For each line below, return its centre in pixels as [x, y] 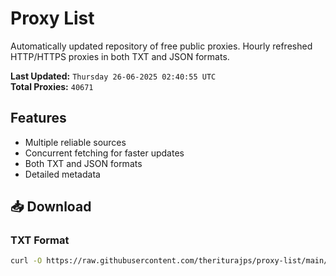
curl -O [26, 261]
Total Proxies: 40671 [52, 86]
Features [38, 118]
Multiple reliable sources [75, 142]
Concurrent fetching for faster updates [104, 153]
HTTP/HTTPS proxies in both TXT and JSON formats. [120, 56]
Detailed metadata [62, 174]
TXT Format [40, 240]
